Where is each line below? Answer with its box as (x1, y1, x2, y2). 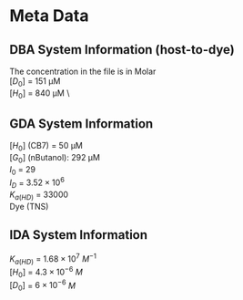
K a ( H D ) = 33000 (9, 189, 69, 202)
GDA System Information (9, 116, 154, 131)
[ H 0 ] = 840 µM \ (9, 88, 70, 100)
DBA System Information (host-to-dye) (9, 42, 235, 57)
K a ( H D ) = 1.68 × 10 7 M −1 (9, 252, 97, 266)
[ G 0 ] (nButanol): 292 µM (9, 152, 100, 165)
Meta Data (9, 5, 89, 26)
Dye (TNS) (9, 202, 49, 212)
